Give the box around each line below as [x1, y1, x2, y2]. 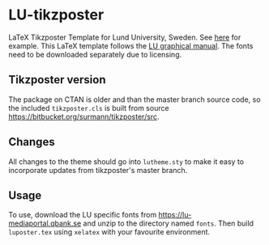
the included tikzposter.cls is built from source [8, 103, 169, 112]
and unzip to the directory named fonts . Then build [83, 218, 254, 228]
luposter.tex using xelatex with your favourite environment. [8, 227, 211, 237]
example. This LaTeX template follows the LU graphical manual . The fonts [8, 40, 254, 50]
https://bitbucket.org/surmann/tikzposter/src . [8, 112, 160, 121]
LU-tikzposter [8, 6, 105, 24]
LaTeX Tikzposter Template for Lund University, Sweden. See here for [8, 32, 241, 42]
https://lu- [158, 210, 192, 220]
